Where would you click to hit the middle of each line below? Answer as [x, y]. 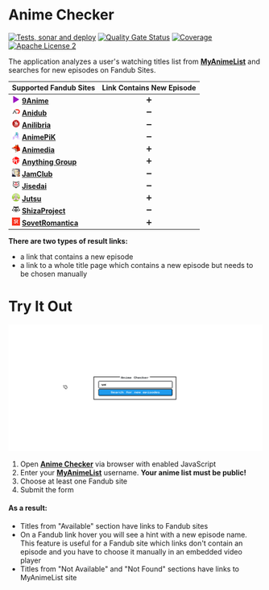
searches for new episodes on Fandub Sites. [82, 69]
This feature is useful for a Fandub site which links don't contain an [131, 543]
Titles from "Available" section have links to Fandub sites [114, 525]
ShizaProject [43, 211]
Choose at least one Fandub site [73, 481]
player [31, 560]
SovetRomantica [50, 223]
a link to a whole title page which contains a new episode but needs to [137, 265]
